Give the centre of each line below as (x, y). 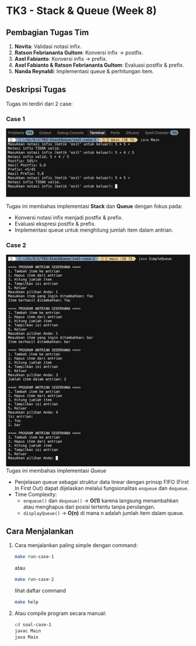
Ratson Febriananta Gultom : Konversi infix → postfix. (79, 53)
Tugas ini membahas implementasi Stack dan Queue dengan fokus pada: (94, 206)
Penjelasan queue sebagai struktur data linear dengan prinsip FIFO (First (101, 482)
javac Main (28, 631)
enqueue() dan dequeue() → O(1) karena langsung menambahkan (101, 500)
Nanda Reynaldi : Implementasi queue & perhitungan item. (84, 71)
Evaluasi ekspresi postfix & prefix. (55, 224)
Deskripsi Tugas (36, 90)
